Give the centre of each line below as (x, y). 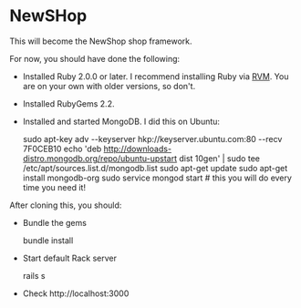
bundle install (48, 240)
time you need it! (54, 187)
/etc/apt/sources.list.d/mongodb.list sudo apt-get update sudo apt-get (155, 168)
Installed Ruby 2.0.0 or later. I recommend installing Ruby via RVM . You (156, 76)
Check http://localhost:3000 (76, 293)
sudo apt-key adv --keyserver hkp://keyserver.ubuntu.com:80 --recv (152, 139)
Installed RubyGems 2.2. (68, 103)
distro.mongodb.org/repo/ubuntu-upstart (100, 158)
